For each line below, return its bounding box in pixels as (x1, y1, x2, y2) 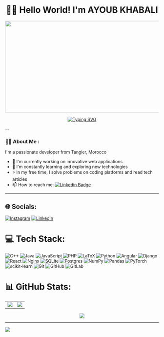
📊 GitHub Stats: (5, 281, 72, 293)
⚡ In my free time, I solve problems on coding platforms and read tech (12, 169, 153, 175)
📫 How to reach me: (12, 182, 54, 188)
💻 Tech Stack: (5, 233, 65, 245)
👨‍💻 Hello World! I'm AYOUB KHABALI (6, 4, 158, 16)
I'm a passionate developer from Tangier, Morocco (5, 149, 107, 155)
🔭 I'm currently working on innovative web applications (12, 159, 123, 165)
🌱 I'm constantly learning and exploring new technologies (12, 164, 128, 170)
